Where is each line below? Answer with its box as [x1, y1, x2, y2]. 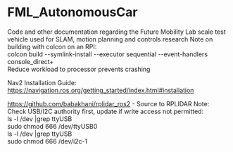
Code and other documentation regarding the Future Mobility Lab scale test [7, 27, 227, 36]
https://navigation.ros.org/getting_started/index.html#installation [7, 86, 194, 94]
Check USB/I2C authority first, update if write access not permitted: [7, 107, 204, 115]
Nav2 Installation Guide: [7, 78, 77, 87]
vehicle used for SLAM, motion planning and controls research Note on [7, 34, 213, 43]
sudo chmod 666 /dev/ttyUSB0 [7, 122, 98, 130]
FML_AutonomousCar [7, 4, 138, 20]
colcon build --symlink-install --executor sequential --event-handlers [7, 50, 208, 58]
